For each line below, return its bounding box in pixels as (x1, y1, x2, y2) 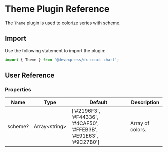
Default (89, 99, 108, 106)
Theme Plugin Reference (5, 3, 110, 15)
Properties (5, 86, 31, 93)
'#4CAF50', (71, 120, 99, 127)
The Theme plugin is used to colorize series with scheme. (5, 20, 121, 26)
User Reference (5, 71, 55, 80)
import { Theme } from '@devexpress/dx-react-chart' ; (5, 57, 120, 62)
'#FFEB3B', (71, 126, 98, 133)
